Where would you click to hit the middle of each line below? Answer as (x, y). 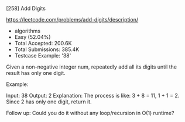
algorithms (28, 31)
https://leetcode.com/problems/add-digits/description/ (72, 19)
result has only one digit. (36, 73)
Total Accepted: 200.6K (43, 43)
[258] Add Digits (26, 8)
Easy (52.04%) (32, 37)
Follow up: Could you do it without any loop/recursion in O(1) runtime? (90, 113)
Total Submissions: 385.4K (47, 49)
